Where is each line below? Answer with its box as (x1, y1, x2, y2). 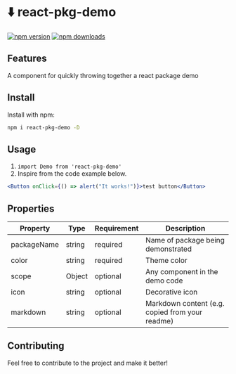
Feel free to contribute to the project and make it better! (7, 359, 169, 367)
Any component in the (145, 266, 218, 276)
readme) (145, 316, 174, 325)
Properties (7, 202, 55, 214)
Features (7, 53, 47, 65)
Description (165, 223, 206, 233)
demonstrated (145, 244, 192, 254)
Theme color (145, 255, 188, 265)
